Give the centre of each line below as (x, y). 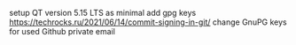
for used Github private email (62, 31)
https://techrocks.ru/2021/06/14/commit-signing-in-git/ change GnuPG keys (148, 22)
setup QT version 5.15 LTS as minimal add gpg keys (103, 13)
